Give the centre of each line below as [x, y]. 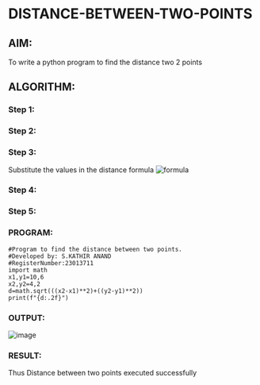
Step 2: [23, 131]
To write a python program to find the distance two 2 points [105, 62]
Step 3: [23, 152]
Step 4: [23, 190]
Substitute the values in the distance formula [81, 169]
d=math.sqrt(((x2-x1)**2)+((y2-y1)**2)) [76, 291]
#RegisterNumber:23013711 [51, 263]
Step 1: [21, 110]
